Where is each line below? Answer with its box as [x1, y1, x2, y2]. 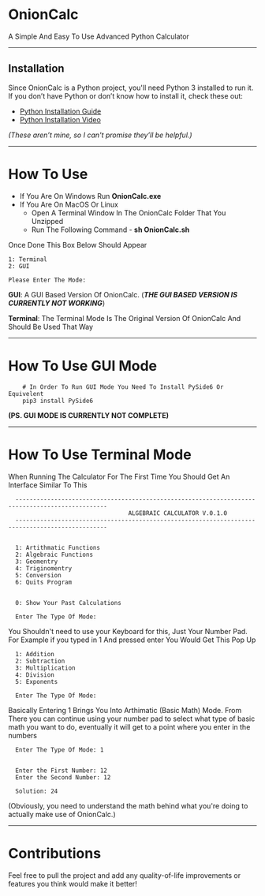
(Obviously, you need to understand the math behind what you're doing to [8, 801, 248, 810]
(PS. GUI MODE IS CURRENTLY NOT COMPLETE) [8, 410, 170, 420]
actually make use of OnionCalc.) [8, 809, 116, 819]
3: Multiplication [15, 664, 77, 672]
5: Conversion [15, 571, 62, 579]
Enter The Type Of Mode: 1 [15, 745, 104, 754]
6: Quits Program [15, 578, 73, 586]
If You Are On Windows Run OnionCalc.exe [19, 191, 162, 200]
